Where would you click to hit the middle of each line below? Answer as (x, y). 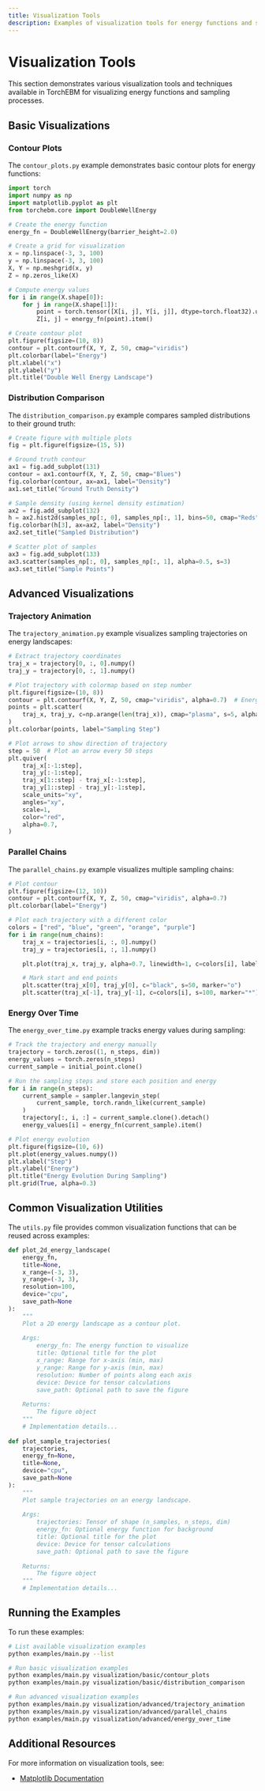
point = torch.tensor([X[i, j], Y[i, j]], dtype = (119, 312)
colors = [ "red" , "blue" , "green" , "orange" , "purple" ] (102, 928)
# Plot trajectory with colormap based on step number (100, 685)
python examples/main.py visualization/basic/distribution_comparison (127, 1683)
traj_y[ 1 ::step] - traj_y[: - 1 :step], (84, 788)
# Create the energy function (58, 225)
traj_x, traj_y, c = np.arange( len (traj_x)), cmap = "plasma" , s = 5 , (130, 715)
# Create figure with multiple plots (70, 438)
